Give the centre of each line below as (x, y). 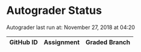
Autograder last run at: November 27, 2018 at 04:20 (71, 27)
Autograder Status (54, 11)
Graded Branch (108, 42)
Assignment (62, 42)
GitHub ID (24, 42)
